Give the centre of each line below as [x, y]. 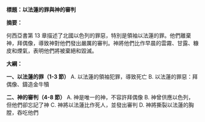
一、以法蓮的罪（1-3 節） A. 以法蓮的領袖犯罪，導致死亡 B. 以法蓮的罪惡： [99, 77]
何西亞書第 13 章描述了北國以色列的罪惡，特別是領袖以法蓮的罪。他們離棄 [99, 35]
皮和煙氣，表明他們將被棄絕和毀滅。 [52, 51]
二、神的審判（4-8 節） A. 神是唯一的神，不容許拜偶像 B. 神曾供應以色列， [100, 97]
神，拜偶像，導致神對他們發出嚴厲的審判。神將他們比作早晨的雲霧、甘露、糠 [103, 43]
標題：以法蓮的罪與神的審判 [41, 9]
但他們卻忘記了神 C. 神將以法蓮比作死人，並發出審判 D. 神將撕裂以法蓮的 [98, 105]
